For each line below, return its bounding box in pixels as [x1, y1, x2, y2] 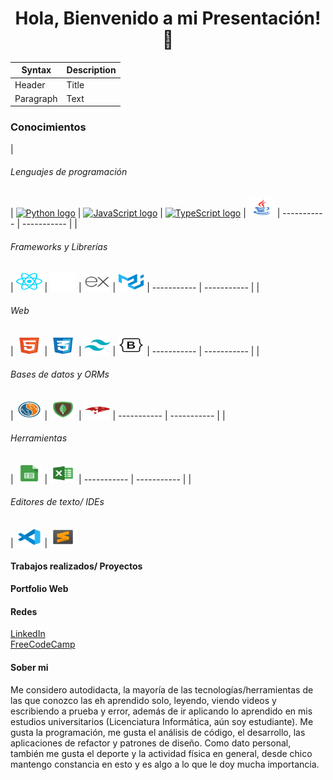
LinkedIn [10, 628, 46, 640]
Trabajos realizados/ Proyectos [10, 560, 143, 572]
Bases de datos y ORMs [10, 368, 110, 380]
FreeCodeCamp [10, 638, 76, 651]
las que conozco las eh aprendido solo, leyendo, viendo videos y [10, 694, 277, 706]
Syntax [21, 64, 52, 76]
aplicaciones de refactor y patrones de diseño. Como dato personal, [10, 737, 292, 749]
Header [14, 78, 46, 91]
